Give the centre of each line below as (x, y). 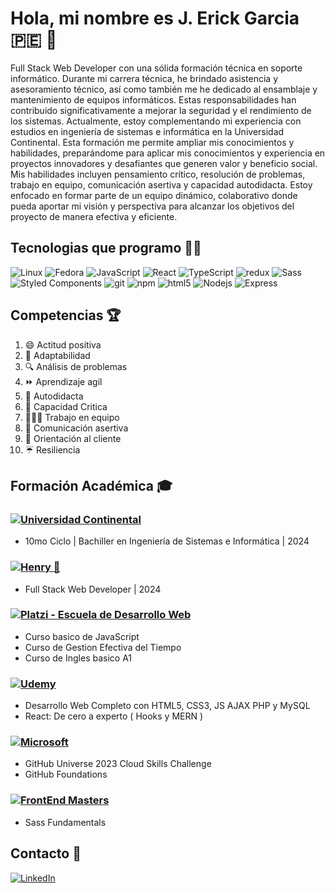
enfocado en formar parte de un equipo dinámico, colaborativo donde (154, 195)
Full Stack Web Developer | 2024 (93, 589)
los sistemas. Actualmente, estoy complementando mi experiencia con (156, 121)
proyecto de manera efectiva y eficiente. (94, 216)
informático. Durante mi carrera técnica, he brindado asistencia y (144, 78)
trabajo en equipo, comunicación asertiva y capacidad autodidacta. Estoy (161, 184)
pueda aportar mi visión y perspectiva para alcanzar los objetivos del (152, 206)
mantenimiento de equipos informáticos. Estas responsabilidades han (153, 99)
